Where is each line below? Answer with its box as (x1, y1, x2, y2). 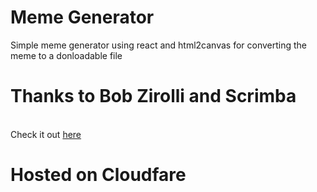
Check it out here (10, 128, 82, 140)
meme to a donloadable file (10, 49, 123, 61)
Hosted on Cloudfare (10, 164, 187, 186)
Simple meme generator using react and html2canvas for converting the (10, 39, 308, 51)
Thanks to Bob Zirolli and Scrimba (10, 85, 297, 108)
